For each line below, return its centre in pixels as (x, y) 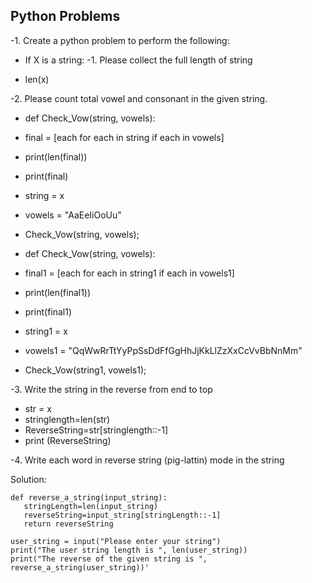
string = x (44, 195)
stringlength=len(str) (67, 419)
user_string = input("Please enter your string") (116, 541)
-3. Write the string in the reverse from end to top (111, 389)
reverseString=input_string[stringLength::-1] (122, 515)
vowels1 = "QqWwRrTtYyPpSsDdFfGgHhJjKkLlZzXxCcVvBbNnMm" (163, 350)
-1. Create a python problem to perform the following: (120, 40)
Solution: (28, 479)
